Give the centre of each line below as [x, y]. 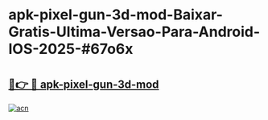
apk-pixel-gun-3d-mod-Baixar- [116, 15]
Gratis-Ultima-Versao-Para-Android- [134, 32]
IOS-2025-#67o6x [71, 49]
